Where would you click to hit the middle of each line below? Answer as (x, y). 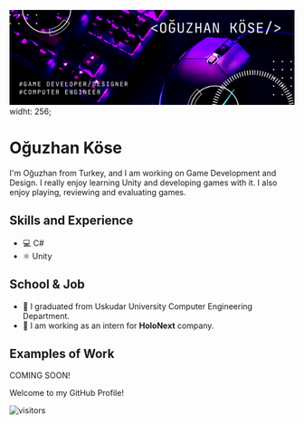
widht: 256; (30, 111)
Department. (46, 316)
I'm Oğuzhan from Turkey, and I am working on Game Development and (143, 173)
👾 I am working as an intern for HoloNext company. (118, 325)
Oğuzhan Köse (66, 148)
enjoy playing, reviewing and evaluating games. (98, 192)
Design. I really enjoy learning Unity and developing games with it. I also (143, 183)
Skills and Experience (71, 221)
